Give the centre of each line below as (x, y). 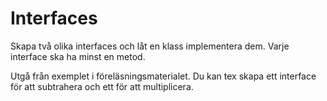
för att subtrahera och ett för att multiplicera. (102, 86)
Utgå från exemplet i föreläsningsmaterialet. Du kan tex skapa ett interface (163, 76)
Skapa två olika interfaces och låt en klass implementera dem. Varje (150, 46)
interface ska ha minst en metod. (78, 56)
